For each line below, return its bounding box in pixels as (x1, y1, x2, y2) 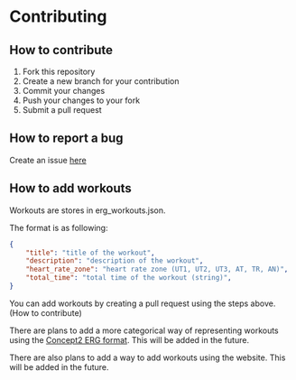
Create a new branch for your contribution (22, 76, 180, 87)
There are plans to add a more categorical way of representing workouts (9, 325, 280, 336)
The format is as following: (9, 222, 108, 233)
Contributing (9, 6, 107, 27)
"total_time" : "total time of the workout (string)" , (25, 273, 232, 283)
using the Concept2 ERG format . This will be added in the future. (9, 334, 250, 345)
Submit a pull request (22, 105, 102, 115)
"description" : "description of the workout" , (25, 256, 204, 265)
